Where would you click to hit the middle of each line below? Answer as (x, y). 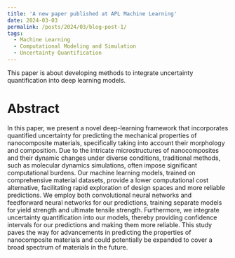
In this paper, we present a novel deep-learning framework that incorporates (118, 128)
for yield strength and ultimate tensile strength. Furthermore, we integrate (113, 210)
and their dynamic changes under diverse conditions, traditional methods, (114, 158)
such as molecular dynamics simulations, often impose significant (102, 165)
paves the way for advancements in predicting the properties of (99, 232)
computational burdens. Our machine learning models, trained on (101, 172)
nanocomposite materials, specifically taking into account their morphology (116, 143)
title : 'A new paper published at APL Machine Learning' (92, 14)
